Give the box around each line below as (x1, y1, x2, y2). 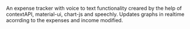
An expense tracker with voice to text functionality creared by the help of (6, 5, 182, 11)
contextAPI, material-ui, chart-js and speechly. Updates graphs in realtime (6, 11, 185, 18)
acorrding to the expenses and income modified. (6, 17, 123, 23)
